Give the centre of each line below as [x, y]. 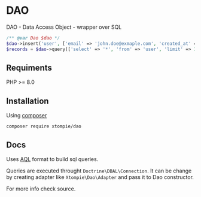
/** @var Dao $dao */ [33, 38]
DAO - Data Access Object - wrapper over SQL [64, 27]
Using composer [27, 116]
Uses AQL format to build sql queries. [52, 159]
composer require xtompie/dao [44, 126]
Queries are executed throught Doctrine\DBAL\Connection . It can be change [99, 171]
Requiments [29, 67]
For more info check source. [41, 189]
